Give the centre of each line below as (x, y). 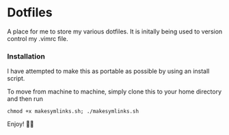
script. (16, 78)
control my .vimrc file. (38, 38)
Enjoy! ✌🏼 (21, 124)
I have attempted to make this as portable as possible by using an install (108, 71)
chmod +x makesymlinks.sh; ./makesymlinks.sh (73, 111)
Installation (26, 56)
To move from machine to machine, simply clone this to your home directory (114, 92)
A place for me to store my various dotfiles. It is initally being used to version (115, 31)
